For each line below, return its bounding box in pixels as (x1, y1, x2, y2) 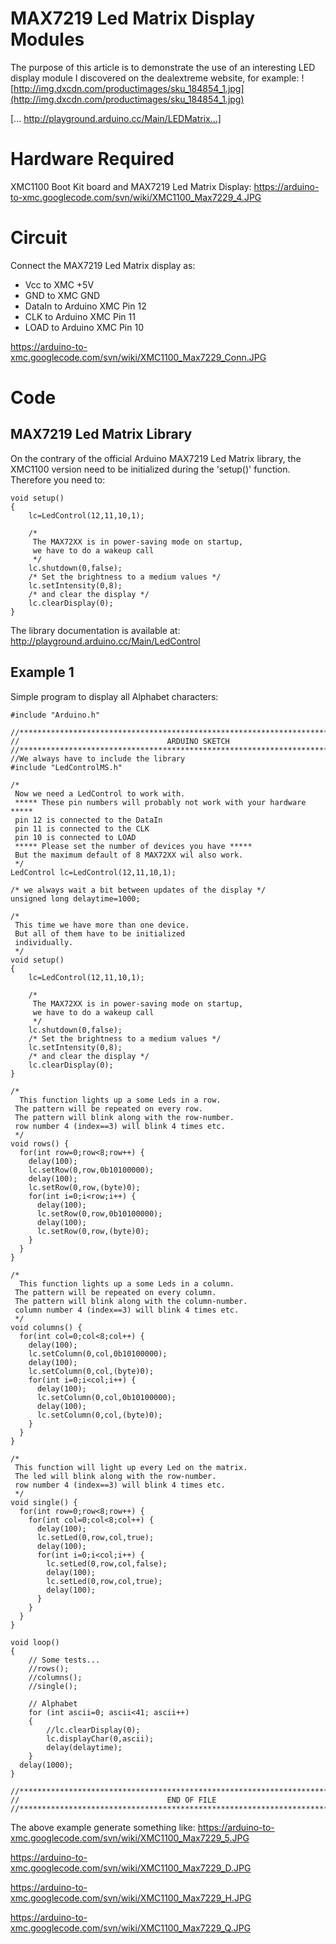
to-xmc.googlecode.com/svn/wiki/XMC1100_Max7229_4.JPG (10, 191, 262, 203)
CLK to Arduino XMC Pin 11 (24, 310, 136, 322)
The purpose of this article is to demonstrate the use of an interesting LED (10, 61, 316, 73)
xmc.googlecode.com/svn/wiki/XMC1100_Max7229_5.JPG (10, 1832, 250, 1844)
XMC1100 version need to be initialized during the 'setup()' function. (10, 463, 291, 475)
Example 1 (10, 664, 75, 681)
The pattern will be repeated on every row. (14, 1103, 203, 1114)
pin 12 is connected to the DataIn (14, 815, 163, 825)
